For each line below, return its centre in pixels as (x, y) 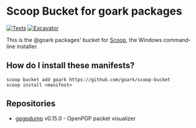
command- (177, 40)
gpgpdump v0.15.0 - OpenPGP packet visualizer (75, 118)
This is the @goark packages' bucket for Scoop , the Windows (84, 40)
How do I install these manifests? (71, 66)
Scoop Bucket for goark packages (94, 11)
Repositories (31, 104)
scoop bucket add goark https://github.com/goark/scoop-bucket (89, 80)
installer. (27, 46)
